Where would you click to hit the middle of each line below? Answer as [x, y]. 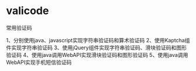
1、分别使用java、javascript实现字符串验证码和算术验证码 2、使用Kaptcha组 [98, 40]
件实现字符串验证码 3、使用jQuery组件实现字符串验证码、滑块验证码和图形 [97, 48]
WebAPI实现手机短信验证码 [39, 62]
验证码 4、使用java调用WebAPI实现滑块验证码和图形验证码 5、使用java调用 [97, 55]
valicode [27, 11]
